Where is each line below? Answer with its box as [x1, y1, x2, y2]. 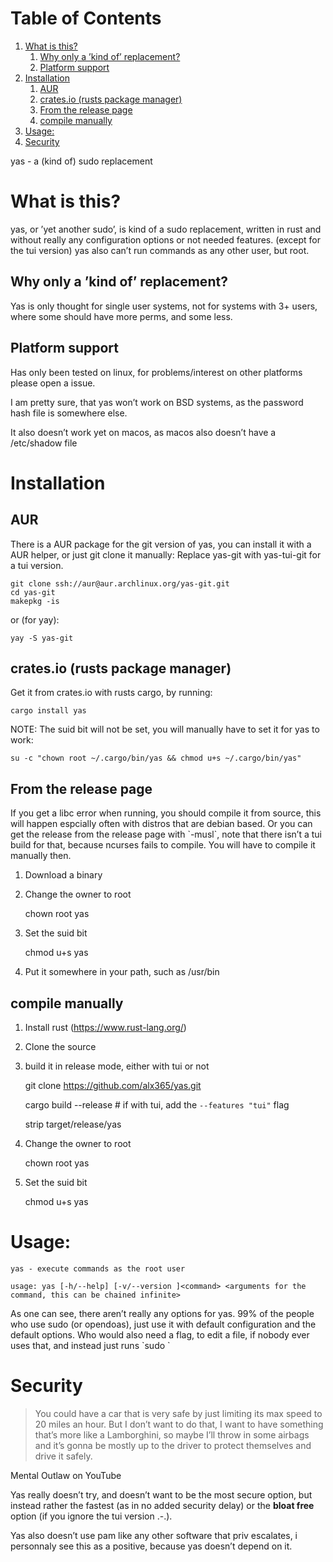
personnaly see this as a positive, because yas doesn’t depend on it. [10, 1540, 293, 1552]
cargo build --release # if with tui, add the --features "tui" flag [24, 1098, 290, 1111]
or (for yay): [10, 613, 60, 626]
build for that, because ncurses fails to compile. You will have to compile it [10, 839, 316, 851]
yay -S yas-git [10, 633, 74, 643]
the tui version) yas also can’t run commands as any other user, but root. [10, 244, 310, 256]
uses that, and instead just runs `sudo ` [10, 1339, 171, 1351]
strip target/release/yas [24, 1118, 122, 1130]
